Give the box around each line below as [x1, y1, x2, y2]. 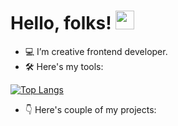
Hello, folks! [10, 12, 112, 35]
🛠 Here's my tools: [24, 60, 104, 72]
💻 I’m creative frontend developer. [24, 45, 168, 57]
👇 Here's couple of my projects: [24, 103, 157, 115]
